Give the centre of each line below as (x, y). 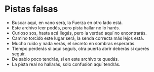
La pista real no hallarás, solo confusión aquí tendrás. (66, 64)
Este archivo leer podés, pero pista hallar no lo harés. (66, 27)
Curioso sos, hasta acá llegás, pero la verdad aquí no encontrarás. (79, 33)
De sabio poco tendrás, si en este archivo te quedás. (65, 59)
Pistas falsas (31, 9)
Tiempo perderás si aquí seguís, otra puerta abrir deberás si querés (80, 48)
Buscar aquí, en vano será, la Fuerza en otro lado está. (67, 23)
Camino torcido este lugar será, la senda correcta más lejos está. (78, 38)
